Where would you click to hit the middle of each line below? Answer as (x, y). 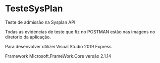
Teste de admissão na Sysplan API (40, 22)
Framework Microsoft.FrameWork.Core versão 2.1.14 (58, 56)
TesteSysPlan (34, 9)
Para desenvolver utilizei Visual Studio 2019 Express (58, 46)
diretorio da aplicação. (28, 37)
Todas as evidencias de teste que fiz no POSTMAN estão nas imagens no (80, 31)
